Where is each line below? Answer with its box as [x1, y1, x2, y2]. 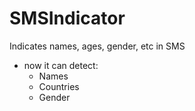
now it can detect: [23, 59, 99, 71]
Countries [38, 80, 80, 92]
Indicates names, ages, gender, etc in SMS [9, 40, 186, 52]
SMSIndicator [9, 7, 126, 30]
